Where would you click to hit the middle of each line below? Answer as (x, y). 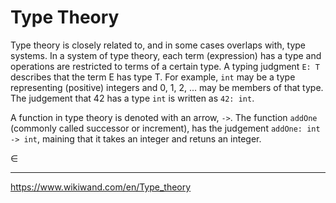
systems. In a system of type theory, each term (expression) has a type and (166, 55)
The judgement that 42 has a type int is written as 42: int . (132, 98)
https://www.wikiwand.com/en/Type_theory (101, 187)
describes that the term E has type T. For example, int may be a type (153, 77)
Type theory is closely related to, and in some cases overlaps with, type (158, 45)
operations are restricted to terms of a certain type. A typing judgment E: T (165, 66)
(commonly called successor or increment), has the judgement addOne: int (165, 128)
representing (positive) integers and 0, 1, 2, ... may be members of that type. (167, 87)
